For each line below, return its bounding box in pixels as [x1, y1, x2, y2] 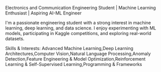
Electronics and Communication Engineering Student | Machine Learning [5, 5, 156, 10]
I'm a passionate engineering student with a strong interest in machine [5, 20, 151, 25]
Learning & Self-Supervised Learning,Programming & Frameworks [5, 61, 142, 67]
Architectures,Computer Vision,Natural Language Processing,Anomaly [5, 50, 151, 56]
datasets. [5, 35, 25, 41]
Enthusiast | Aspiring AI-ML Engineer [5, 10, 82, 16]
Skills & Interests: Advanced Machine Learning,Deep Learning [5, 45, 133, 51]
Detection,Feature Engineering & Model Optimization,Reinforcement [5, 56, 146, 62]
